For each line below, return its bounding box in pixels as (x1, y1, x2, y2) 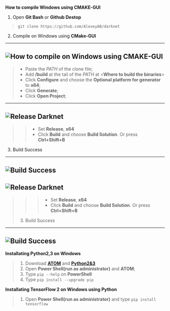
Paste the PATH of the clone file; (25, 66, 93, 72)
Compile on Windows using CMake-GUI (12, 33, 96, 39)
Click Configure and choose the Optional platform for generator (25, 76, 161, 83)
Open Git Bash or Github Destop (12, 14, 81, 20)
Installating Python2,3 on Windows (5, 250, 81, 256)
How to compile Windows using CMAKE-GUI (5, 5, 101, 10)
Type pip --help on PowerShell (25, 271, 92, 277)
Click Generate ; (25, 87, 59, 94)
